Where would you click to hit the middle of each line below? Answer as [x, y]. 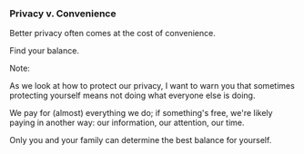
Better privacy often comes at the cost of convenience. [112, 34]
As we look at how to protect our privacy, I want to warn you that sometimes [152, 86]
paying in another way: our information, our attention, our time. [127, 123]
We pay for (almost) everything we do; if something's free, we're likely [141, 113]
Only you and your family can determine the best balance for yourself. [141, 140]
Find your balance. [45, 51]
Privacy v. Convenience [63, 14]
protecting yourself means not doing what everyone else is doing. [132, 96]
